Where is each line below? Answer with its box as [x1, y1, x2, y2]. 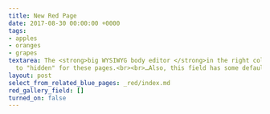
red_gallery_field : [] [8, 86, 84, 95]
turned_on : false [8, 94, 67, 102]
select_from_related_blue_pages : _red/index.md [8, 79, 171, 87]
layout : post [8, 71, 52, 79]
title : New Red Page [8, 11, 78, 20]
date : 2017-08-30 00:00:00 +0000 [8, 19, 121, 27]
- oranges [8, 42, 42, 50]
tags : [8, 26, 27, 35]
